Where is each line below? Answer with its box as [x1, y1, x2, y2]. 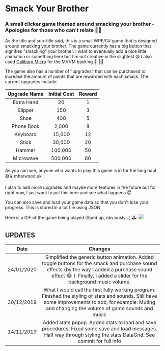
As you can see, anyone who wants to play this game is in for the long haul [5, 168, 156, 174]
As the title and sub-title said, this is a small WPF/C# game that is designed [5, 38, 157, 44]
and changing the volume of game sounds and [46, 305, 153, 312]
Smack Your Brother [5, 3, 89, 14]
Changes [88, 246, 110, 252]
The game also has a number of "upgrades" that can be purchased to [5, 69, 146, 74]
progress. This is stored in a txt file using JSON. [5, 205, 102, 211]
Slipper [17, 107, 34, 114]
